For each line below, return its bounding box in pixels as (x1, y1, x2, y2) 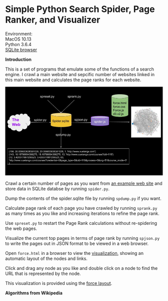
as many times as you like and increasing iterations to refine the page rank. (5, 210, 159, 216)
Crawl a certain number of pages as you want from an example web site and (5, 180, 162, 186)
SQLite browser (5, 47, 37, 53)
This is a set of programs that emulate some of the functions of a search (5, 66, 154, 72)
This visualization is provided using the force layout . (5, 280, 112, 286)
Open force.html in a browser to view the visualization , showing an (5, 250, 144, 256)
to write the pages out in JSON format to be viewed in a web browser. (5, 240, 149, 246)
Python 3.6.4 (5, 41, 31, 47)
